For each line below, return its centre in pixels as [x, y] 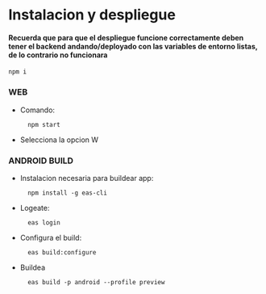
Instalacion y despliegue [92, 15]
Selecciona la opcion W [59, 140]
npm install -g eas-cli [67, 193]
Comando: [37, 110]
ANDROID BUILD [41, 161]
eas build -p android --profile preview [96, 282]
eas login [44, 223]
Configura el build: [51, 237]
